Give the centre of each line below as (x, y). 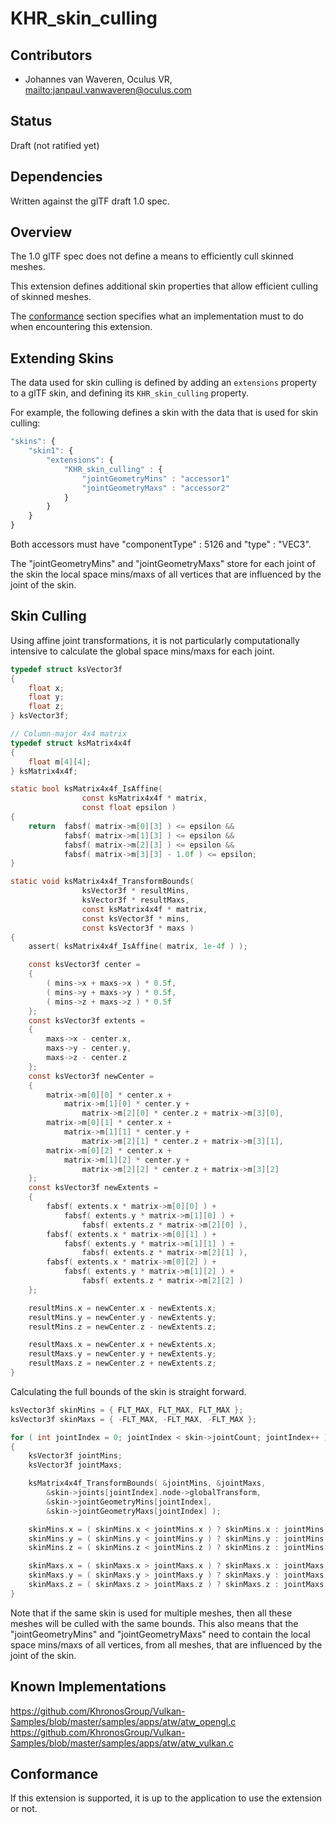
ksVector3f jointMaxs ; (75, 1465)
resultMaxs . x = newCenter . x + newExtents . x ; (122, 1345)
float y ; (46, 697)
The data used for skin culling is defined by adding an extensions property (163, 383)
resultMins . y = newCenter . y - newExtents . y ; (122, 1317)
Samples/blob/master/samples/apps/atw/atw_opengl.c (123, 1721)
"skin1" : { (51, 451)
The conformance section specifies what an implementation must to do (157, 316)
